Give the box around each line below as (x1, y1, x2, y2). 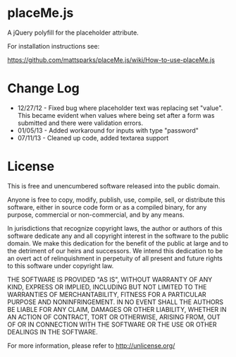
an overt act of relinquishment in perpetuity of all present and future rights (7, 254, 223, 262)
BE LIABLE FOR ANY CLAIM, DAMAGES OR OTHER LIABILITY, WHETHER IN (7, 305, 227, 313)
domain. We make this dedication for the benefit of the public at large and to (7, 238, 229, 248)
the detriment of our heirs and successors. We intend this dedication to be (7, 246, 223, 255)
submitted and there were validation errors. (17, 119, 143, 127)
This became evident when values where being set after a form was (17, 111, 215, 119)
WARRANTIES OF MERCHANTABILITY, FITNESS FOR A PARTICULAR (7, 290, 206, 298)
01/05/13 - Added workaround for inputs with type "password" (17, 126, 199, 135)
